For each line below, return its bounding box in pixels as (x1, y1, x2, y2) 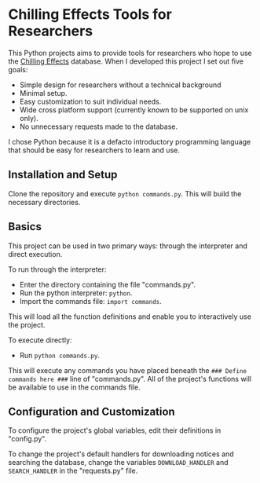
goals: (8, 64, 28, 74)
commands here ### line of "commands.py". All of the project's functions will (8, 374, 252, 383)
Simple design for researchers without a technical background (19, 80, 222, 90)
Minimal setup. (19, 88, 68, 97)
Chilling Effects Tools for (8, 5, 173, 24)
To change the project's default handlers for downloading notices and (8, 449, 234, 459)
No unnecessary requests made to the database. (19, 122, 178, 131)
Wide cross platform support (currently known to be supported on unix (19, 104, 249, 115)
